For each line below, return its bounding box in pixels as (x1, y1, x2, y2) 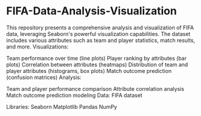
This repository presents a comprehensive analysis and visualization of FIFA (6, 24, 194, 31)
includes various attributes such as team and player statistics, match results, (6, 36, 196, 44)
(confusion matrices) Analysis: (6, 74, 82, 81)
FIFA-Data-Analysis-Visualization (6, 4, 177, 18)
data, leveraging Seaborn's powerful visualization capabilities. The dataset (6, 30, 191, 37)
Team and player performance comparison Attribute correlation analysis (6, 85, 185, 92)
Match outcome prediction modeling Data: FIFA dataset (6, 91, 143, 99)
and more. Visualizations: (6, 43, 69, 50)
